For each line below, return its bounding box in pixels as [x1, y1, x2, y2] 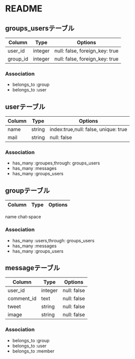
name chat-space [5, 214, 41, 220]
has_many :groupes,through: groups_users [12, 160, 100, 166]
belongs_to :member [12, 348, 55, 354]
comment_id [7, 295, 37, 302]
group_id [7, 56, 28, 62]
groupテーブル [5, 186, 50, 195]
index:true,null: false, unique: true [49, 126, 128, 133]
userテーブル [5, 102, 46, 111]
